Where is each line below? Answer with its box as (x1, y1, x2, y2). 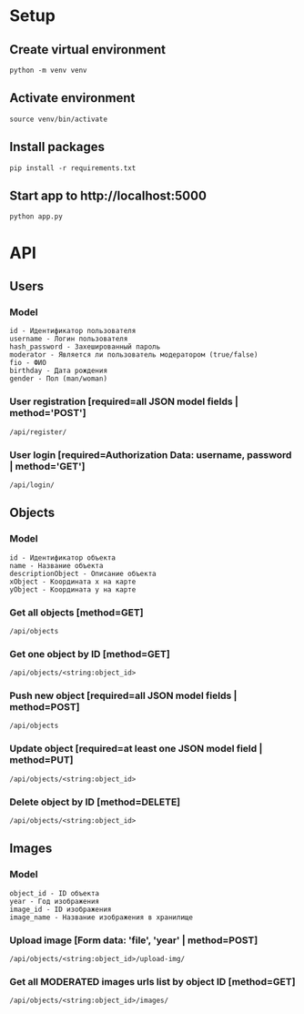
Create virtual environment (9, 42, 167, 57)
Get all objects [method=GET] (9, 606, 144, 619)
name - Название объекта (9, 561, 104, 570)
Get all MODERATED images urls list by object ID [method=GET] (9, 975, 296, 988)
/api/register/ (9, 427, 67, 437)
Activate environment (9, 90, 136, 106)
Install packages (9, 139, 105, 155)
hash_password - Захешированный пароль (9, 342, 161, 351)
